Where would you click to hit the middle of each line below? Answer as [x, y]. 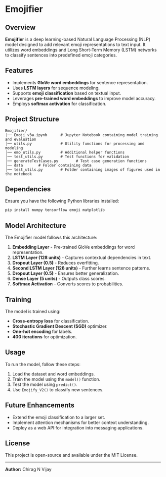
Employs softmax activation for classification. [59, 104]
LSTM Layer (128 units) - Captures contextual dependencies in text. [82, 258]
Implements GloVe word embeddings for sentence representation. [80, 82]
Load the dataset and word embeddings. [54, 374]
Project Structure [32, 119]
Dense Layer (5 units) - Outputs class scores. [59, 279]
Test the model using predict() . [45, 384]
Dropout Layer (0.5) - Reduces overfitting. [56, 263]
